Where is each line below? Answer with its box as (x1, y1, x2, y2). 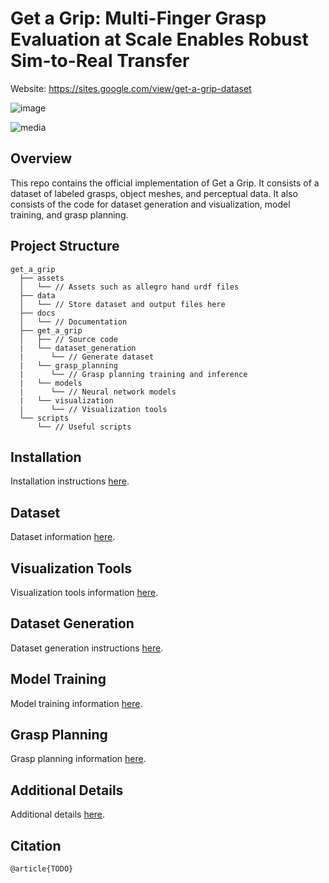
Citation (10, 837, 62, 854)
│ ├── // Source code (19, 334, 118, 344)
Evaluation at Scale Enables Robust (10, 28, 309, 51)
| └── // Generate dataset (19, 352, 155, 362)
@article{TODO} (10, 864, 74, 874)
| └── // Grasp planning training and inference (19, 369, 248, 379)
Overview (10, 150, 73, 167)
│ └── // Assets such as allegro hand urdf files (19, 282, 240, 292)
